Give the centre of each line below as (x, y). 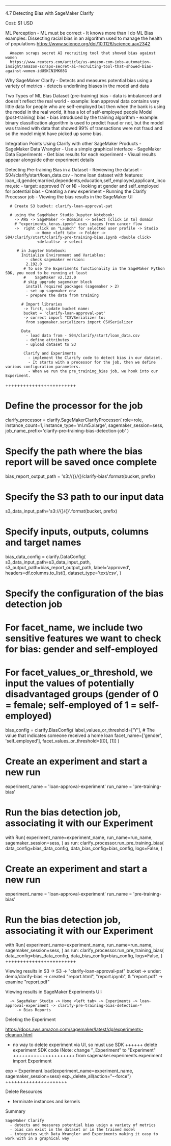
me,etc (13, 186)
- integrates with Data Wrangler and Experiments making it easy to (84, 1134)
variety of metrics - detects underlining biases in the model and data (77, 86)
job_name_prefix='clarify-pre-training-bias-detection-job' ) (67, 430)
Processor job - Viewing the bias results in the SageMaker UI (69, 197)
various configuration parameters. (43, 367)
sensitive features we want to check (83, 639)
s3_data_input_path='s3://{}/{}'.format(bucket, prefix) (61, 511)
